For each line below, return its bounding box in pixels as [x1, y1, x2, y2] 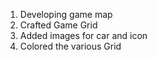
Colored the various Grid [19, 40, 122, 52]
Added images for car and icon [19, 30, 148, 41]
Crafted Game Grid [19, 19, 98, 31]
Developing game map [19, 9, 113, 20]
